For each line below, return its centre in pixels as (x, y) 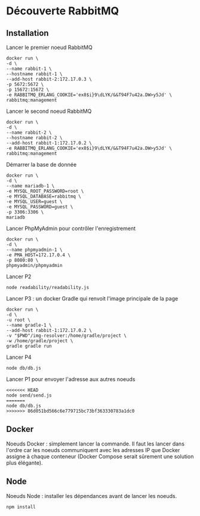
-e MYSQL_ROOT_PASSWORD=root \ (45, 191)
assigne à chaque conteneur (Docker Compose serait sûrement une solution (100, 456)
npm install (21, 507)
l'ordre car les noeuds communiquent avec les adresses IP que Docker (93, 450)
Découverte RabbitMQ (63, 11)
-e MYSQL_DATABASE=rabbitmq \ (44, 196)
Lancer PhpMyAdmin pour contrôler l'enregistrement (71, 228)
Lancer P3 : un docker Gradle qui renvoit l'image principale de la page (92, 299)
